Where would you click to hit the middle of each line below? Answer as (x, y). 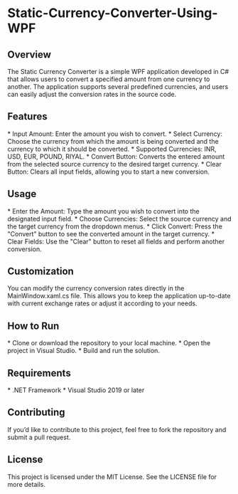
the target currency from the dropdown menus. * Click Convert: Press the (115, 226)
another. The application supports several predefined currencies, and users (118, 86)
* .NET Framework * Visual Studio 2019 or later (76, 390)
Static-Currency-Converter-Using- (113, 13)
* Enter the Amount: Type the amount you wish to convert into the (104, 211)
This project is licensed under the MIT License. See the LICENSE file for (112, 477)
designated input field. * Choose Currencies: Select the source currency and (119, 219)
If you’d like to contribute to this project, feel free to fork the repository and (117, 429)
